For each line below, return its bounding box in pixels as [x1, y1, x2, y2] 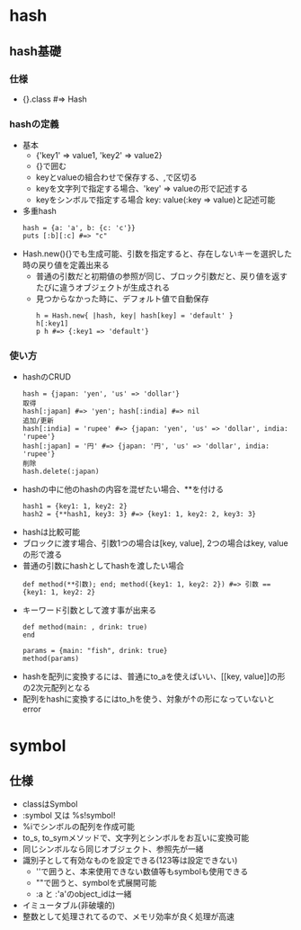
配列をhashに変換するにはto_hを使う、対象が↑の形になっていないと [22, 693, 276, 704]
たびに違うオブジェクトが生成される [35, 282, 171, 293]
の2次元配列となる [22, 683, 91, 693]
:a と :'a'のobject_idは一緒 [35, 889, 132, 899]
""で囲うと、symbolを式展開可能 [35, 878, 157, 889]
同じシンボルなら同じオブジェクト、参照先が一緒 [22, 844, 204, 854]
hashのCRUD [22, 371, 72, 382]
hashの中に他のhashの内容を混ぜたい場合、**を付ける [22, 484, 225, 495]
